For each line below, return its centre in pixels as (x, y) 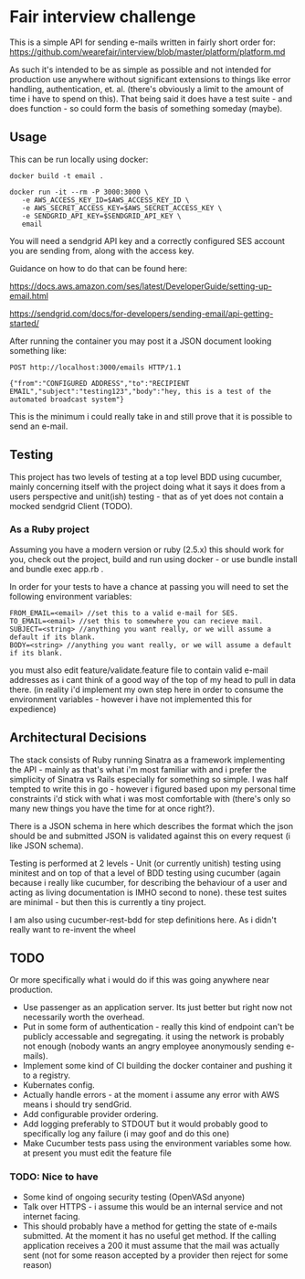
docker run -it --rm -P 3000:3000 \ (79, 192)
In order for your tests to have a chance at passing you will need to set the (149, 586)
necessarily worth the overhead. (84, 1018)
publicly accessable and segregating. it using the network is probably (153, 1037)
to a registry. (47, 1075)
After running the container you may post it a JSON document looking (141, 341)
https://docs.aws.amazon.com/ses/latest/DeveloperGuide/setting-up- (141, 286)
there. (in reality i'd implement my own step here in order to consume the (147, 689)
